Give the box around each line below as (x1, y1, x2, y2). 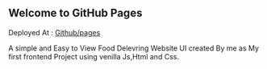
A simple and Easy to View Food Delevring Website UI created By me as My (8, 43, 260, 53)
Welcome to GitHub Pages (8, 6, 143, 20)
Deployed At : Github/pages (8, 27, 101, 37)
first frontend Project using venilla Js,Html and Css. (8, 51, 180, 61)
